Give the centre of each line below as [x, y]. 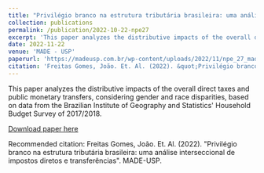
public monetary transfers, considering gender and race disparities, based [128, 97]
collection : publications [50, 23]
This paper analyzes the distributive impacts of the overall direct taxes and [129, 88]
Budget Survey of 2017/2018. [55, 114]
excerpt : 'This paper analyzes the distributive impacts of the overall [130, 37]
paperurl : [24, 59]
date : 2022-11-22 [37, 45]
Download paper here [43, 128]
